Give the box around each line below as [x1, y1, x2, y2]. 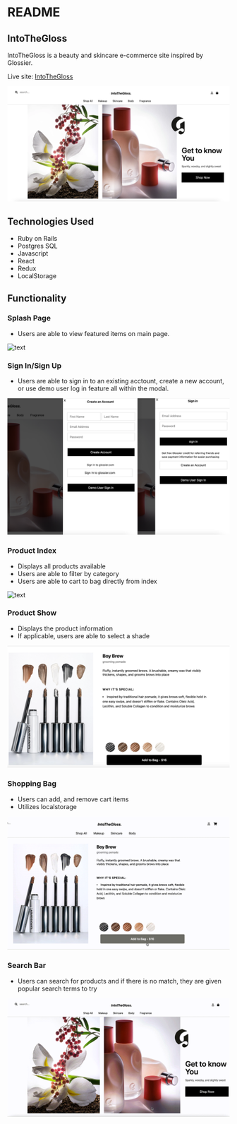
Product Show [7, 608, 57, 618]
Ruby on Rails [17, 234, 58, 243]
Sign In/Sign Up [7, 361, 62, 371]
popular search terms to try [17, 984, 97, 993]
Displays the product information [17, 624, 113, 633]
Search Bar [7, 961, 47, 971]
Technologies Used [7, 215, 94, 227]
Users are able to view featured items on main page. [17, 329, 170, 337]
